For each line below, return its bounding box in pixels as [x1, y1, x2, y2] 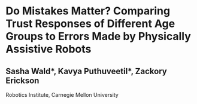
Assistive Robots [5, 42, 92, 56]
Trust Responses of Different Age [5, 17, 175, 30]
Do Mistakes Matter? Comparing [5, 4, 171, 18]
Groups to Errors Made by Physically [5, 30, 191, 43]
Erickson [5, 75, 40, 85]
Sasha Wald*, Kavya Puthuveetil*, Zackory [5, 66, 167, 76]
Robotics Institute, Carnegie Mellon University [5, 91, 119, 98]
